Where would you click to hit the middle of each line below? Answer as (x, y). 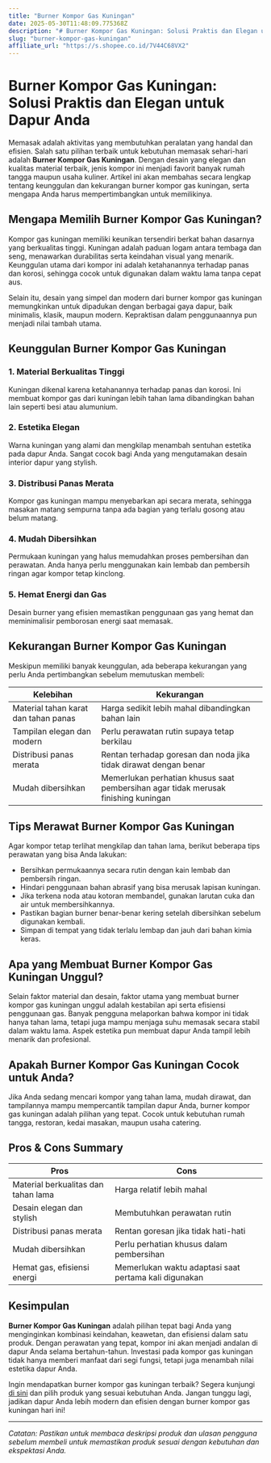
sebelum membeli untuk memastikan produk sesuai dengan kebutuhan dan (134, 1442)
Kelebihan (53, 694)
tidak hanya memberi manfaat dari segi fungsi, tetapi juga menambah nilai (131, 1360)
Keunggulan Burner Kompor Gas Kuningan (117, 349)
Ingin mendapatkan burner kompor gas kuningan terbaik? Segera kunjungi (132, 1384)
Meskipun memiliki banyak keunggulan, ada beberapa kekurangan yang (128, 666)
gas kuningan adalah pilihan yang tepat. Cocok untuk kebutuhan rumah (127, 1114)
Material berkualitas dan (58, 1184)
